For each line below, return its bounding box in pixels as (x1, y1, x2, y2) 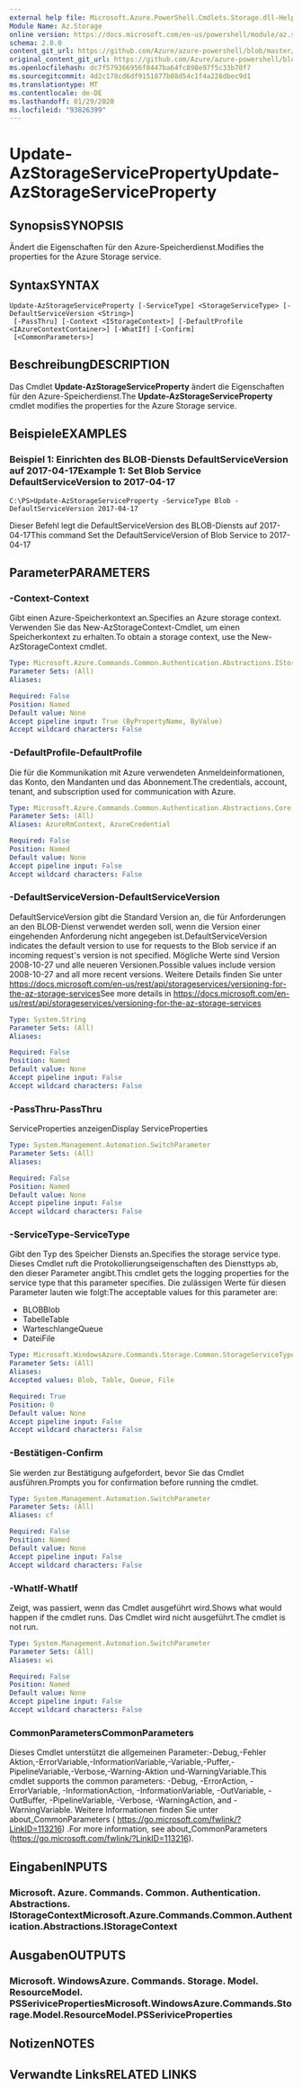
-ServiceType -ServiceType (9, 1228, 130, 1241)
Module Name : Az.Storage (9, 22, 102, 31)
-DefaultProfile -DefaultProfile (9, 746, 142, 759)
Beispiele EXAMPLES (9, 427, 128, 442)
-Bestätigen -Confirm (9, 1446, 103, 1459)
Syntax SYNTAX (9, 277, 101, 292)
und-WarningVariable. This (170, 1766, 267, 1777)
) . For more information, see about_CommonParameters (61, 1823, 268, 1834)
